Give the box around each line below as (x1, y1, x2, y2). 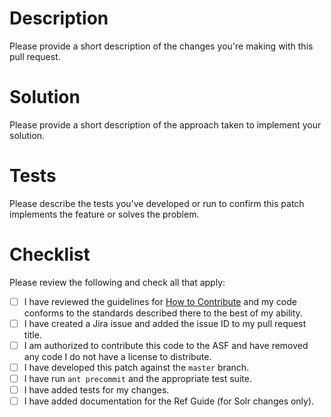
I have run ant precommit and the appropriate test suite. (23, 373, 252, 384)
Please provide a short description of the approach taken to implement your (9, 118, 322, 131)
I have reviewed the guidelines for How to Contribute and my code (23, 295, 297, 307)
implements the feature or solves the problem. (9, 208, 200, 220)
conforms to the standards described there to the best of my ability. (23, 307, 303, 319)
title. (23, 328, 42, 341)
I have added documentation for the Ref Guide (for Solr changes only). (23, 395, 315, 407)
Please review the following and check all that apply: (9, 276, 226, 288)
